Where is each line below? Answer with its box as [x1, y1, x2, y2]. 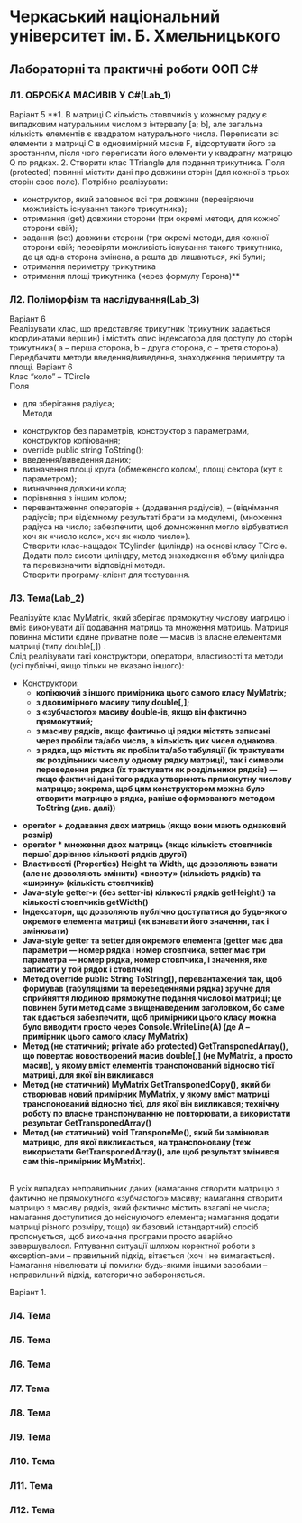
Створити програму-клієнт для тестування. [22, 569, 191, 580]
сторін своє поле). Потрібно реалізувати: [9, 176, 169, 187]
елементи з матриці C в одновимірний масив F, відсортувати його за [9, 137, 277, 148]
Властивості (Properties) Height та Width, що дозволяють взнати [22, 858, 278, 869]
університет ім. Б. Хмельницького [9, 25, 281, 46]
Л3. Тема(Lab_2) [9, 592, 85, 604]
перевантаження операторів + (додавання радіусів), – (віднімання [22, 502, 279, 513]
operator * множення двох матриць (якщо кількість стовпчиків [22, 839, 273, 850]
